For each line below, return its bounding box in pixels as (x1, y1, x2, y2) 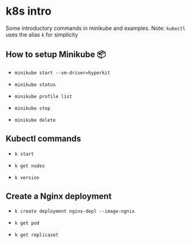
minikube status (14, 81, 56, 88)
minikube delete (14, 117, 56, 123)
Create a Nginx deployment (5, 191, 112, 201)
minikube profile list (14, 93, 72, 99)
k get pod (14, 220, 40, 226)
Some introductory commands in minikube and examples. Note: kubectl (5, 24, 186, 32)
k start (14, 151, 34, 157)
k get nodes (14, 163, 45, 169)
